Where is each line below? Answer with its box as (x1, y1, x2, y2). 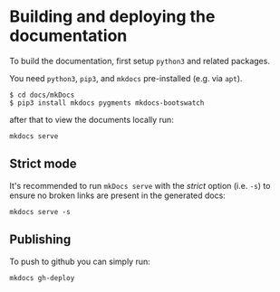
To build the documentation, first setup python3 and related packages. (9, 55, 270, 66)
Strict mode (9, 156, 77, 172)
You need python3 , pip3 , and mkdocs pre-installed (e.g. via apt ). (9, 72, 243, 83)
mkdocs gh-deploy (9, 273, 75, 282)
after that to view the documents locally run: (9, 114, 174, 125)
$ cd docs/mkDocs (9, 90, 75, 99)
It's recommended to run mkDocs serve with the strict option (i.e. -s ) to (9, 180, 271, 191)
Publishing (9, 232, 72, 248)
